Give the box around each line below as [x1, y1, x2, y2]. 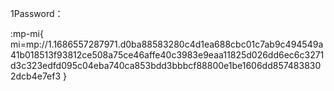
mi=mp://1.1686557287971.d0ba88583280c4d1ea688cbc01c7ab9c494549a [10, 38, 324, 50]
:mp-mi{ [10, 28, 44, 39]
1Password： [10, 8, 64, 19]
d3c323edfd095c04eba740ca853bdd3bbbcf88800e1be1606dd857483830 [10, 60, 322, 71]
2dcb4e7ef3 [10, 70, 62, 82]
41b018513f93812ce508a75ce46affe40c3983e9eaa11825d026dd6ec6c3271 [10, 49, 325, 61]
